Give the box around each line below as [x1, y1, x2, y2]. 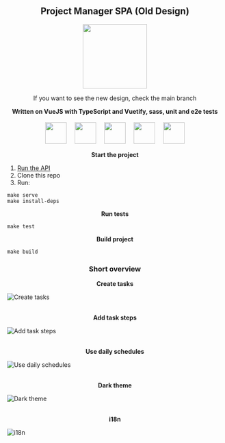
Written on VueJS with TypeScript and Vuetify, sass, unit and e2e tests [12, 107, 218, 115]
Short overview [88, 264, 142, 274]
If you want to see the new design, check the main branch [33, 94, 197, 102]
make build [7, 248, 38, 255]
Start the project [91, 150, 139, 158]
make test [7, 223, 36, 230]
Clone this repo [16, 171, 60, 179]
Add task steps [93, 313, 137, 322]
